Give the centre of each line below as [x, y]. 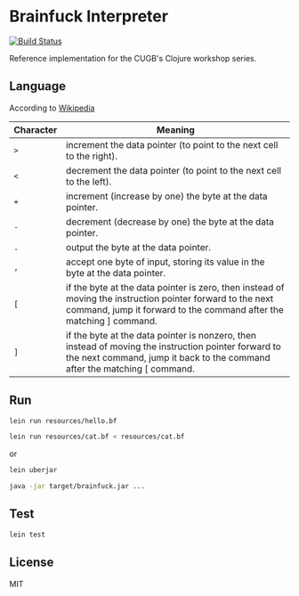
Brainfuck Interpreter [89, 16]
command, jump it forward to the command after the [175, 309]
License [32, 563]
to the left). [89, 182]
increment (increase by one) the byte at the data [167, 196]
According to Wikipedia [52, 108]
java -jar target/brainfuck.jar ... [77, 486]
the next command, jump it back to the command [168, 357]
